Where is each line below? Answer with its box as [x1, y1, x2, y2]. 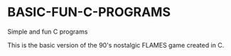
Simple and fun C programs [7, 27, 88, 36]
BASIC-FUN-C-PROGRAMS [7, 4, 171, 20]
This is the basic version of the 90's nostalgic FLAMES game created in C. [7, 41, 225, 49]
